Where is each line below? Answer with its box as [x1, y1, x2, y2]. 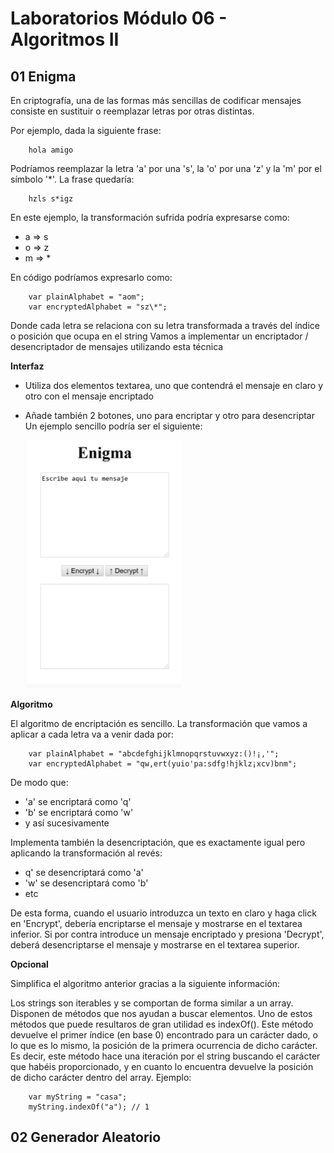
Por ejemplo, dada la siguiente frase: [10, 125, 162, 136]
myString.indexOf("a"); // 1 [28, 1102, 150, 1112]
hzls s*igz [28, 194, 74, 204]
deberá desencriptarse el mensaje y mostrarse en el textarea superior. [10, 939, 300, 951]
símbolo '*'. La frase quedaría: [10, 173, 135, 185]
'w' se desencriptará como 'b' [24, 877, 149, 889]
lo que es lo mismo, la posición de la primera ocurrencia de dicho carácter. [10, 1040, 318, 1051]
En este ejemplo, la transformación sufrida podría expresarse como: [10, 212, 290, 223]
